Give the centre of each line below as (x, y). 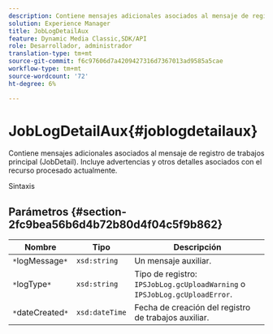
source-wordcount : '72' (49, 76)
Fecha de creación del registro (192, 307)
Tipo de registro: (165, 274)
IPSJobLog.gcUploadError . (183, 294)
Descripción (197, 247)
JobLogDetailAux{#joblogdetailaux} (133, 131)
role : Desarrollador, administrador (70, 46)
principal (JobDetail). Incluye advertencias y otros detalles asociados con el (135, 162)
